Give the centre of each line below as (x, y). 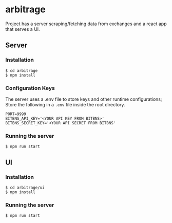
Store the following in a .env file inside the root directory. (65, 104)
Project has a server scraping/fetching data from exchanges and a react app (86, 24)
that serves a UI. (23, 29)
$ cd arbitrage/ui (25, 188)
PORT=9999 (16, 114)
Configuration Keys (30, 88)
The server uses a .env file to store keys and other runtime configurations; (84, 99)
